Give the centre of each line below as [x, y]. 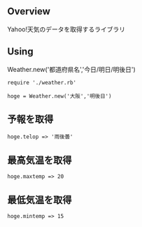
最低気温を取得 [40, 199]
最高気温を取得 [40, 160]
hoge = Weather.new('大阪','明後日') [59, 96]
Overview [29, 12]
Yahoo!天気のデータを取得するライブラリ [66, 29]
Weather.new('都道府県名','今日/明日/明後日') [72, 69]
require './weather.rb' [42, 82]
